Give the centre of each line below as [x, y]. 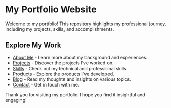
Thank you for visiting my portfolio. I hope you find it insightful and [75, 94]
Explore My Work [33, 45]
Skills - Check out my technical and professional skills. [70, 68]
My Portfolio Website [51, 9]
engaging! [16, 100]
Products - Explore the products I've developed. [63, 74]
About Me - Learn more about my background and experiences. [80, 57]
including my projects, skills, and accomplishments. [60, 29]
